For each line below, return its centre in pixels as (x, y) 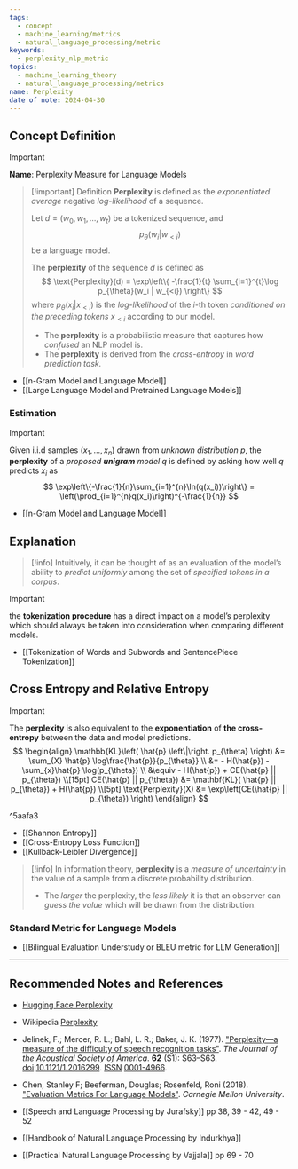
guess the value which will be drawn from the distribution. (150, 904)
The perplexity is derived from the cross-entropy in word (149, 354)
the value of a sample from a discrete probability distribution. (142, 878)
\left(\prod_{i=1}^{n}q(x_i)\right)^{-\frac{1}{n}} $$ (149, 496)
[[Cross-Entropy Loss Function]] (81, 842)
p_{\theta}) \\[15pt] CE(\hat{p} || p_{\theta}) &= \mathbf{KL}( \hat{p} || (149, 779)
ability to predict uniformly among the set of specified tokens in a (150, 573)
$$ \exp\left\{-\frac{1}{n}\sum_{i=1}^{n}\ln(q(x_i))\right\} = (149, 487)
